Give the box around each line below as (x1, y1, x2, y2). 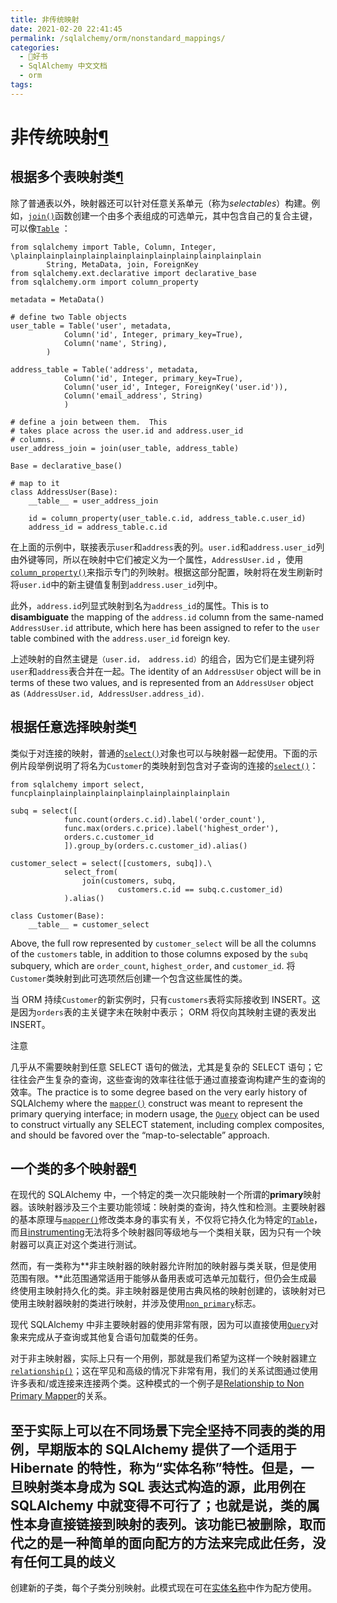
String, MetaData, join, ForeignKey (46, 259, 199, 270)
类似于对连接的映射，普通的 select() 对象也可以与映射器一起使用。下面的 (10, 747, 310, 759)
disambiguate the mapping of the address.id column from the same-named (10, 611, 324, 623)
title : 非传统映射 (10, 14, 80, 25)
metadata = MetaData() (10, 294, 105, 305)
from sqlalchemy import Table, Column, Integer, (10, 242, 217, 252)
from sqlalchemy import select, (10, 779, 145, 790)
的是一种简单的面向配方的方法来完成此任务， (36, 1534, 313, 1551)
